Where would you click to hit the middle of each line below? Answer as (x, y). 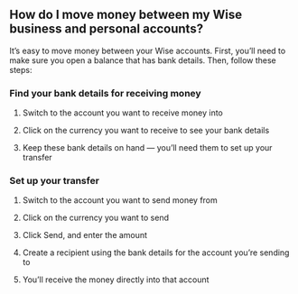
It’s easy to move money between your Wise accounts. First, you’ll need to (148, 51)
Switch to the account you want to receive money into (122, 113)
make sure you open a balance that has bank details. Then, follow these (143, 60)
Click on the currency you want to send (96, 218)
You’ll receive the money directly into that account (116, 280)
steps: (21, 69)
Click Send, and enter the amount (84, 235)
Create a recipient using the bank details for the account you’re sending (156, 253)
